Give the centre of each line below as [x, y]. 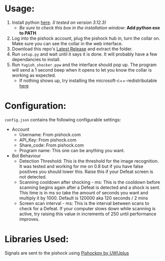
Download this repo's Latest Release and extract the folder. [72, 49]
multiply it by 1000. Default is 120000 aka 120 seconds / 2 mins [83, 198]
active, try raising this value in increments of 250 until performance [88, 214]
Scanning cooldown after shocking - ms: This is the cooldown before [90, 182]
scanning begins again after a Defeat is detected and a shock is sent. [90, 187]
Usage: [20, 9]
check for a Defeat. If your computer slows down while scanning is [87, 208]
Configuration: [35, 106]
